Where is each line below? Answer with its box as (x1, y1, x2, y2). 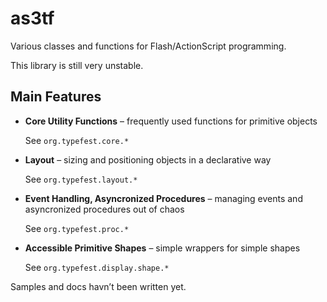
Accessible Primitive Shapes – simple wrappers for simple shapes (24, 242, 301, 254)
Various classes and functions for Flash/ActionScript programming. (10, 40, 287, 52)
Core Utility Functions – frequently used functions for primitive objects (24, 115, 318, 127)
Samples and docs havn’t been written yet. (10, 280, 187, 292)
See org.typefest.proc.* (24, 222, 130, 234)
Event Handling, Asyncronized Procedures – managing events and (24, 192, 303, 204)
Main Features (10, 88, 102, 106)
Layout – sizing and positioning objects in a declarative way (24, 153, 272, 166)
